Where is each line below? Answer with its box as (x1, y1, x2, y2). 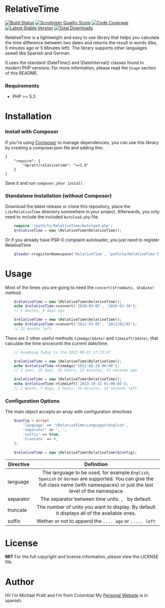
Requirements (5, 82, 40, 89)
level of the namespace (69, 488, 123, 494)
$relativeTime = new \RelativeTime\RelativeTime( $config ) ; (14, 450, 137, 455)
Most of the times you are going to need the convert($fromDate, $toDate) (5, 284, 155, 290)
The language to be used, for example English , (42, 469, 150, 476)
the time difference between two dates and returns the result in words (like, (5, 39, 158, 45)
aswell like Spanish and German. (5, 50, 71, 56)
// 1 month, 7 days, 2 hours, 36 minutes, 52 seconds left (14, 386, 137, 391)
